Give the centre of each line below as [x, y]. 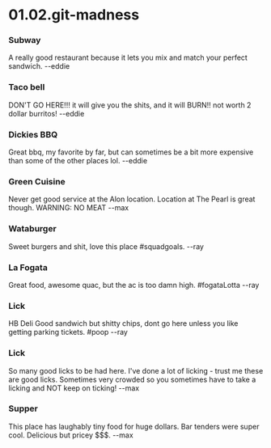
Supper [23, 408]
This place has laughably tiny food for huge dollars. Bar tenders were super [134, 426]
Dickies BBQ [33, 134]
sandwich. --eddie [39, 66]
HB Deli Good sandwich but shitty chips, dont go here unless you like [123, 323]
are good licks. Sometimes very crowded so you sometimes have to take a [132, 379]
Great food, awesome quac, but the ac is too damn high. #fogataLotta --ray [134, 285]
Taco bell [27, 87]
